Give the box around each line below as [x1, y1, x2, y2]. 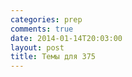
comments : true [10, 24, 74, 34]
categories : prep [10, 14, 83, 25]
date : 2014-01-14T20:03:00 [10, 33, 123, 43]
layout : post [10, 42, 65, 53]
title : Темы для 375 [10, 52, 97, 62]
